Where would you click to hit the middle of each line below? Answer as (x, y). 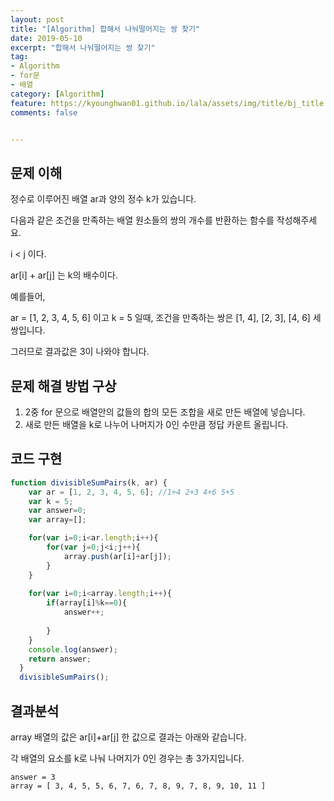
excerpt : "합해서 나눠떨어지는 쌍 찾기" (83, 47)
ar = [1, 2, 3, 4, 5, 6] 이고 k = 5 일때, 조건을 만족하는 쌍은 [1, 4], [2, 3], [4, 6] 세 (166, 318)
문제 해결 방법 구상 (63, 386)
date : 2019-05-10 (46, 38)
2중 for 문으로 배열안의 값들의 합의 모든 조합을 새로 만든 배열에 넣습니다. (165, 412)
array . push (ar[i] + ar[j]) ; (117, 556)
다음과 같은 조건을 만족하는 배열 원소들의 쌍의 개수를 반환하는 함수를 (142, 220)
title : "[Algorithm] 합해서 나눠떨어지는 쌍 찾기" (105, 29)
